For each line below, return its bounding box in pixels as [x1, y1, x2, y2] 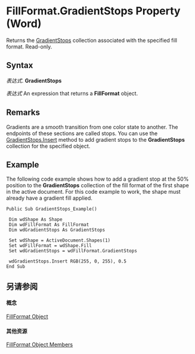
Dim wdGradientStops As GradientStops [8, 227, 106, 233]
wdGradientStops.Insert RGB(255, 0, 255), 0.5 [8, 258, 127, 264]
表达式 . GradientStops [6, 77, 62, 84]
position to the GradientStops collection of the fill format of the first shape [6, 182, 189, 189]
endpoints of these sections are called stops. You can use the [6, 130, 158, 137]
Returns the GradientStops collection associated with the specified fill [6, 36, 178, 44]
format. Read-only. [6, 43, 52, 50]
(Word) [6, 17, 42, 30]
